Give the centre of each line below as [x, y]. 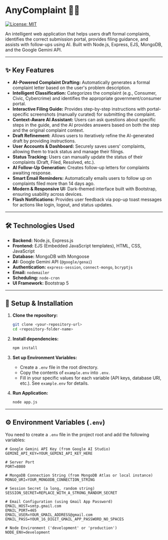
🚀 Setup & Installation [39, 303]
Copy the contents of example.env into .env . [65, 372]
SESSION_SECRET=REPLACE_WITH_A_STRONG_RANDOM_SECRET [61, 493]
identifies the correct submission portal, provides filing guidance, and [77, 39]
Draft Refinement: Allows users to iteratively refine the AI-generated [83, 135]
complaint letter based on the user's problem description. [71, 88]
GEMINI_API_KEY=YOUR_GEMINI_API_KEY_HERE [49, 453]
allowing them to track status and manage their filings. [68, 151]
